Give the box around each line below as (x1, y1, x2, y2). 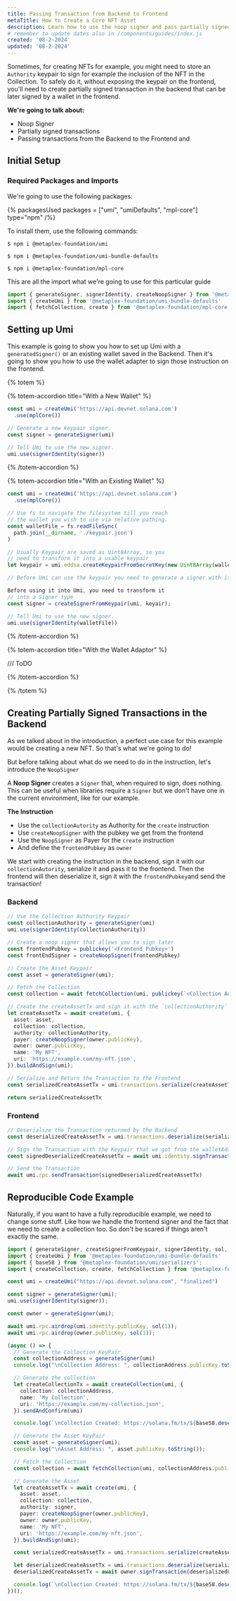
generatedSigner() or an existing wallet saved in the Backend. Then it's (7, 350, 213, 358)
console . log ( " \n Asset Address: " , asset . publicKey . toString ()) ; (13, 1445, 206, 1453)
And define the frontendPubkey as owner (17, 844, 133, 852)
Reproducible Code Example (7, 1191, 134, 1203)
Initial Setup (7, 155, 61, 167)
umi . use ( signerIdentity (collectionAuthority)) (7, 926, 146, 933)
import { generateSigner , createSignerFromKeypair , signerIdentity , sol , (7, 1246, 228, 1253)
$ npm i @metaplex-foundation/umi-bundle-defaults (7, 253, 159, 260)
